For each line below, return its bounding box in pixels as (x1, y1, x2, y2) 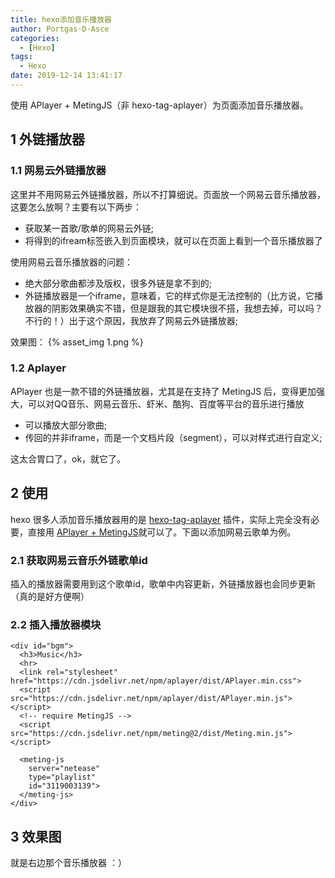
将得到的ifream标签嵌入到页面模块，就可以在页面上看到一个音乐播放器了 (24, 234, 323, 246)
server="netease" (28, 764, 101, 774)
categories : (10, 33, 60, 43)
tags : (10, 52, 33, 62)
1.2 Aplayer (10, 361, 67, 375)
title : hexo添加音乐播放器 (10, 14, 112, 25)
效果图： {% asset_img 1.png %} (10, 336, 144, 348)
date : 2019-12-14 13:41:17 (10, 71, 123, 81)
